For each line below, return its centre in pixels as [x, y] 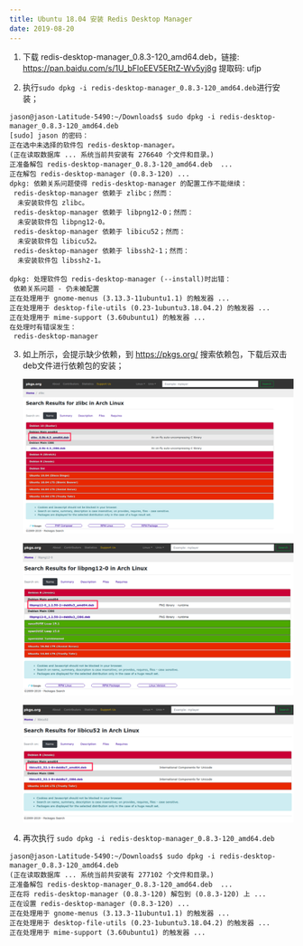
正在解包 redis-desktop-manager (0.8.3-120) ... [100, 174]
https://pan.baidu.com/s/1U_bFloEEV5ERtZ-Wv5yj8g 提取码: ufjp [142, 68]
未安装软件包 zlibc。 [53, 203]
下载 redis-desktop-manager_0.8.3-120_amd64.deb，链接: [131, 57]
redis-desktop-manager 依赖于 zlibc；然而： [93, 193]
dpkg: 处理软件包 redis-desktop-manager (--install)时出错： [120, 279]
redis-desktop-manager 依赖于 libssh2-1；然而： [101, 251]
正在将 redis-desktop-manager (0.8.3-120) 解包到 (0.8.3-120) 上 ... [138, 894]
